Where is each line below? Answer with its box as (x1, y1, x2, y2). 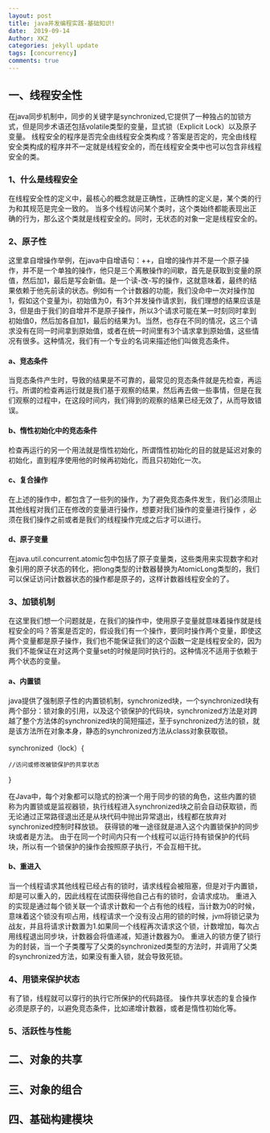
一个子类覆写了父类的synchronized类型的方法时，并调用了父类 (50, 941, 258, 951)
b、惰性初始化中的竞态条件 (8, 426, 98, 436)
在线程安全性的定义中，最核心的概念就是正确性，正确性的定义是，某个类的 (8, 193, 255, 203)
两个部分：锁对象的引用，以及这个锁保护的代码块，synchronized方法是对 (8, 705, 251, 715)
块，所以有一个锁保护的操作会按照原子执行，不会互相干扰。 (8, 841, 206, 851)
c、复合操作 (8, 475, 48, 485)
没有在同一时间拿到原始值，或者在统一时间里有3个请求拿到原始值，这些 (14, 326, 252, 336)
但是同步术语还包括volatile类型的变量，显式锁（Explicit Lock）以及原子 (22, 122, 257, 131)
